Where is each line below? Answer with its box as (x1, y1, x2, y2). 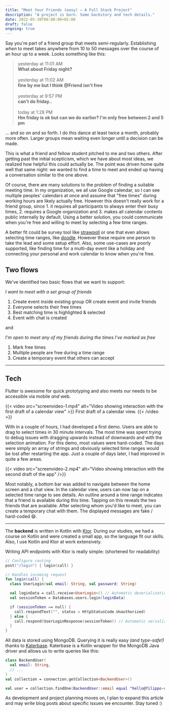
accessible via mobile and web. (5, 393, 71, 399)
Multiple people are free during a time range (12, 349, 105, 355)
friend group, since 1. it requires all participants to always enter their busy (5, 203, 158, 209)
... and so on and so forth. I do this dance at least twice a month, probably (5, 130, 159, 136)
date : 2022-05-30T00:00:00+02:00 (5, 17, 76, 22)
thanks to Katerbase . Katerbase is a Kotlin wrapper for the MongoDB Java (5, 643, 159, 649)
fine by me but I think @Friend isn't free (17, 82, 103, 89)
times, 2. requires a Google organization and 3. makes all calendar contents (5, 209, 163, 215)
